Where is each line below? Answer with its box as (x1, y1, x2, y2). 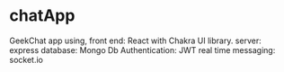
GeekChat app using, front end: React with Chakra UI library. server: (9, 35, 262, 46)
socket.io (9, 54, 43, 65)
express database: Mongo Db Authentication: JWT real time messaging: (9, 44, 276, 55)
